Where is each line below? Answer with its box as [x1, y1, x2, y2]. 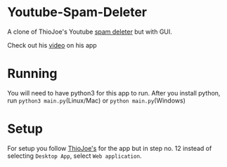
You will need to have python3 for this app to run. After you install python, [7, 88, 221, 97]
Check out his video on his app [7, 41, 97, 49]
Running [7, 66, 58, 81]
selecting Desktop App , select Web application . [7, 152, 142, 160]
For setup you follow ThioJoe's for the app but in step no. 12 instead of [7, 144, 212, 152]
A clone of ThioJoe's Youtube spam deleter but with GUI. [7, 27, 172, 36]
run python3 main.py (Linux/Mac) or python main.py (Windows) [7, 96, 186, 105]
